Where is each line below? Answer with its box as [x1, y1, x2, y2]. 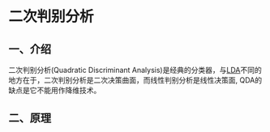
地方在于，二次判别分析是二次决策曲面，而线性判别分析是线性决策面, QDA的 [8, 75, 262, 85]
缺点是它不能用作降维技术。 [8, 86, 101, 95]
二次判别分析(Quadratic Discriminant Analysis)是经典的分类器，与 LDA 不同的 [8, 66, 262, 75]
